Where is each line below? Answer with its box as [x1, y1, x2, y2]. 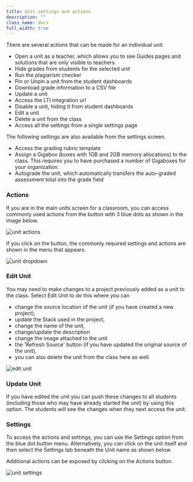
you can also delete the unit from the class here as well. [14, 353, 151, 360]
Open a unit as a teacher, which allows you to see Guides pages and [14, 53, 181, 60]
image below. [6, 217, 38, 224]
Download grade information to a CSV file [14, 84, 116, 92]
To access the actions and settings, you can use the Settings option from [6, 434, 184, 441]
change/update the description [14, 328, 90, 336]
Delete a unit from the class [14, 116, 82, 123]
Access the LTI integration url [14, 97, 87, 104]
